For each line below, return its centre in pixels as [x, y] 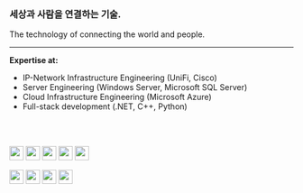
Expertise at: [34, 60]
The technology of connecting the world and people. [107, 34]
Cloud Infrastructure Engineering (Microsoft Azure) [117, 97]
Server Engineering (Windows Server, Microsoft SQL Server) [135, 87]
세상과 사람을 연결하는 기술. [65, 14]
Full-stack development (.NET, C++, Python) [105, 106]
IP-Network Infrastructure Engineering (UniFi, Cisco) [120, 78]
